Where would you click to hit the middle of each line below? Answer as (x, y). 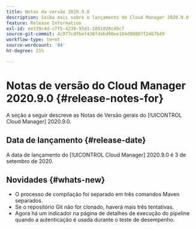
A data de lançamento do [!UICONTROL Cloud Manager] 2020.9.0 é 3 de (96, 155)
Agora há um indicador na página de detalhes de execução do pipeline (102, 213)
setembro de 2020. (30, 161)
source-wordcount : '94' (36, 46)
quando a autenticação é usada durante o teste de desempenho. (95, 220)
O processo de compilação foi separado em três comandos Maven (97, 194)
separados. (29, 201)
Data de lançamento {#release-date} (76, 141)
